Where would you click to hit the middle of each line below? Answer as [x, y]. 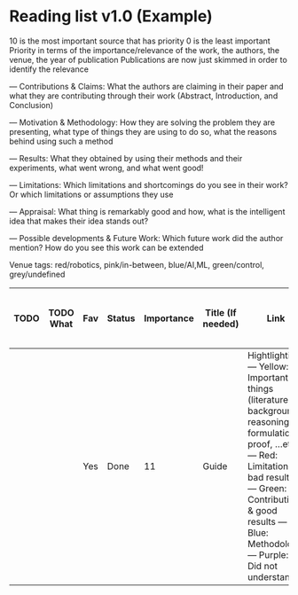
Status [121, 318]
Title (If [221, 312]
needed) [221, 324]
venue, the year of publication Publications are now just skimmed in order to [149, 59]
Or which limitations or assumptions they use [91, 194]
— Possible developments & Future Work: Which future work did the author [146, 238]
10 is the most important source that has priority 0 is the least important [140, 41]
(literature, [269, 399]
